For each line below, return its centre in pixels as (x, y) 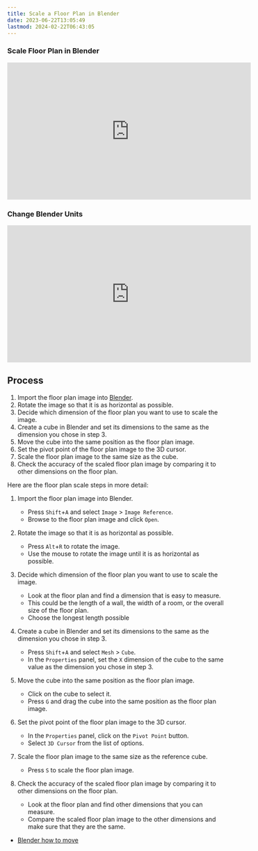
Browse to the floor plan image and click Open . (94, 519)
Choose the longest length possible (79, 618)
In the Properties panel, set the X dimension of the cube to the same (126, 659)
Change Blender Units (45, 214)
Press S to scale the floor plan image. (81, 770)
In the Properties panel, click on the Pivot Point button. (108, 735)
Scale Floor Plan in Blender (53, 51)
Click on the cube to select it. (70, 694)
